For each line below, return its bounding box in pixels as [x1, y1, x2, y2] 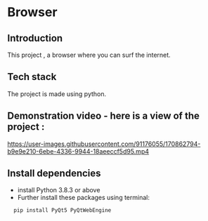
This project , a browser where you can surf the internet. [7, 51, 171, 59]
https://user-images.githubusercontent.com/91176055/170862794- [7, 140, 201, 148]
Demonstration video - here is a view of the [7, 110, 200, 122]
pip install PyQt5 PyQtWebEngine [13, 207, 112, 214]
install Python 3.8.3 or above [17, 186, 100, 194]
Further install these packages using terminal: [17, 194, 150, 202]
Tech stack [7, 71, 57, 83]
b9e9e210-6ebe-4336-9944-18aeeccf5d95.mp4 [7, 147, 150, 155]
